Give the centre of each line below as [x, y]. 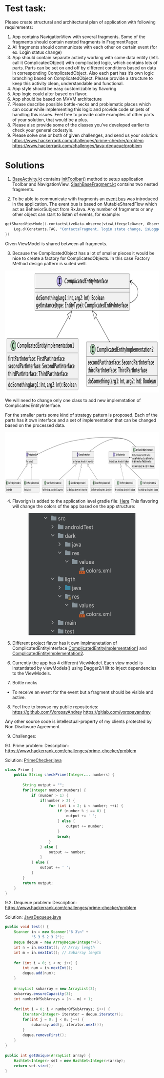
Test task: [26, 9]
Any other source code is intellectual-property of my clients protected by [79, 721]
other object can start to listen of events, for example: [66, 214]
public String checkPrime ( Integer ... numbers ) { [64, 775]
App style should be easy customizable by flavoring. [65, 88]
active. [19, 697]
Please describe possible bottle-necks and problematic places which [82, 104]
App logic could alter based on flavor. [50, 94]
